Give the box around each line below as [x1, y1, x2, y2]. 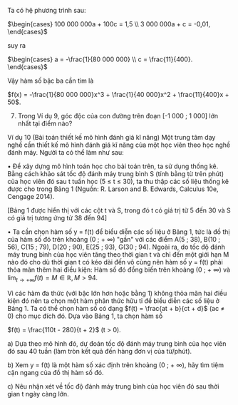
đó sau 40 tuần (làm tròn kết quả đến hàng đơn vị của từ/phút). [7, 347, 192, 355]
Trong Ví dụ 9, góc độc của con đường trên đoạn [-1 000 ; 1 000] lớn [17, 112, 219, 120]
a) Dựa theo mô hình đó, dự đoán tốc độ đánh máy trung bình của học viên [7, 339, 227, 348]
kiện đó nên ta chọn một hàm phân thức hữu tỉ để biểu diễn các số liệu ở [7, 296, 219, 305]
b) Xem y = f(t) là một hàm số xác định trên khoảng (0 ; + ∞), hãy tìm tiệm [7, 360, 224, 369]
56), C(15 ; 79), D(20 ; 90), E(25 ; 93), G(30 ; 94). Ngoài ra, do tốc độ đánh [7, 242, 226, 251]
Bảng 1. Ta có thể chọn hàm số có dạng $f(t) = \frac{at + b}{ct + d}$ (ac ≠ [7, 304, 225, 312]
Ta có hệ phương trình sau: [7, 6, 87, 14]
